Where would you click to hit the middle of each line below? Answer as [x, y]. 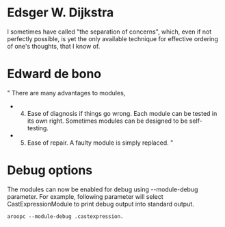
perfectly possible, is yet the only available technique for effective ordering [113, 38]
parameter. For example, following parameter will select [85, 196]
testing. [38, 128]
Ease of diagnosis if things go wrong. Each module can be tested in [122, 113]
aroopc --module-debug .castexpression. [66, 216]
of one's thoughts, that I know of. [54, 46]
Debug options [50, 170]
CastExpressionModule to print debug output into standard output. [101, 204]
